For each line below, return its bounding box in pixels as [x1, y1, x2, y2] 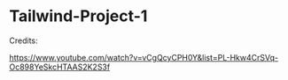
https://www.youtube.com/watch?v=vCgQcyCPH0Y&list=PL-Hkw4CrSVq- [9, 52, 279, 62]
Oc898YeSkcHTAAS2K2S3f [9, 62, 111, 72]
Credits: [9, 35, 38, 46]
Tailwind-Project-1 [9, 6, 148, 26]
